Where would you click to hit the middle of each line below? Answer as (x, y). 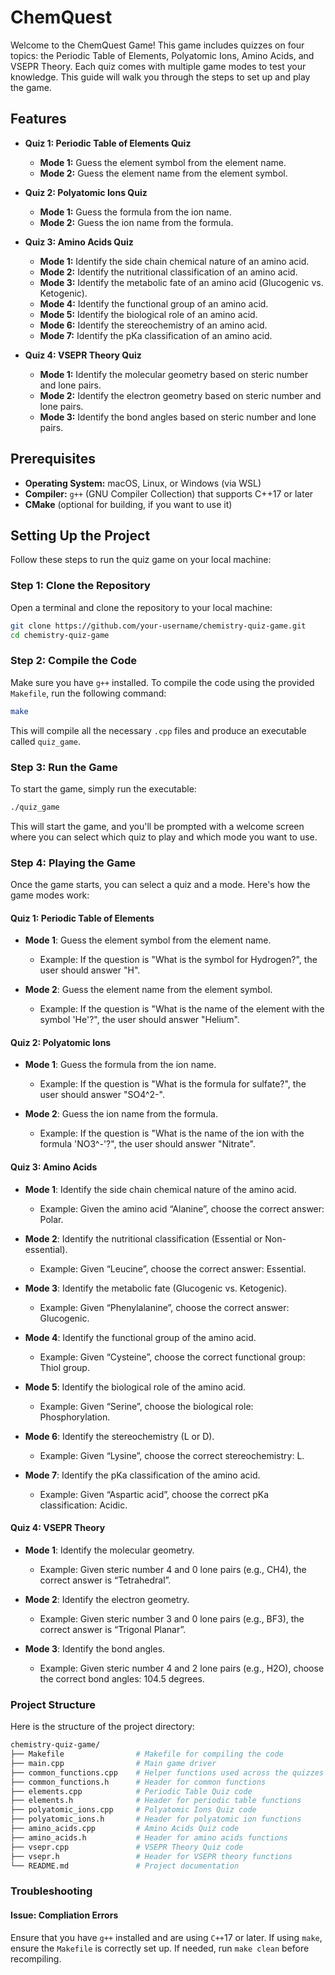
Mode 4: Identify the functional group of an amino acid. (154, 303)
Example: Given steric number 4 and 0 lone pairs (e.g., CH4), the (173, 1569)
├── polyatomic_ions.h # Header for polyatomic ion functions (156, 1819)
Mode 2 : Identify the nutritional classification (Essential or (143, 1238)
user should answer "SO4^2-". (102, 1095)
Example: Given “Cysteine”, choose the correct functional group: (172, 1357)
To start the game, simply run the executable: (103, 788)
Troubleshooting (51, 1891)
